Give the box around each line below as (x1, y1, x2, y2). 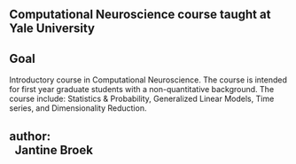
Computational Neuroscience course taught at (9, 7, 271, 22)
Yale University (9, 21, 96, 36)
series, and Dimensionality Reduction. (9, 103, 147, 113)
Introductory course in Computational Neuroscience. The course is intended (9, 74, 288, 85)
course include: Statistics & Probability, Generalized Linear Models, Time (9, 93, 275, 105)
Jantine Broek (14, 142, 93, 158)
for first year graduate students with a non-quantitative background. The (9, 84, 275, 95)
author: (9, 129, 51, 144)
